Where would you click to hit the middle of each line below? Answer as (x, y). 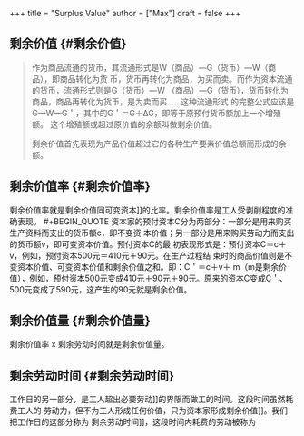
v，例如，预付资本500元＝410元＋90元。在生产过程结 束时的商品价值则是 (147, 255)
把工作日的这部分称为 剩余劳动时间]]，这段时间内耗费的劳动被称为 (133, 422)
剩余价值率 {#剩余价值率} (80, 187)
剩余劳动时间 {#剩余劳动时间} (92, 376)
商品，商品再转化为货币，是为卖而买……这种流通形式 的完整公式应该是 (163, 101)
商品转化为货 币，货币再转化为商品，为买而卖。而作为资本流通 (176, 79)
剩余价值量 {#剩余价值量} (80, 321)
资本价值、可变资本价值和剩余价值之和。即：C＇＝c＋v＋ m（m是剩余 (148, 266)
